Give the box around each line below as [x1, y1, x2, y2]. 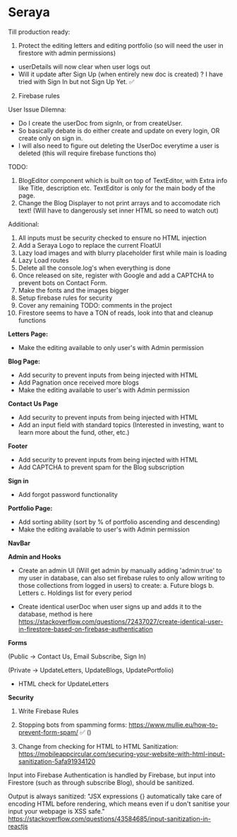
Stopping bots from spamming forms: [18, 721, 128, 729]
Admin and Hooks [8, 552, 62, 561]
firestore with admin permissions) [18, 49, 116, 57]
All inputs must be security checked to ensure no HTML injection [18, 234, 207, 242]
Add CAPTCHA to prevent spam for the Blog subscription [18, 463, 185, 471]
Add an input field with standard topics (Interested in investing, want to [18, 421, 224, 429]
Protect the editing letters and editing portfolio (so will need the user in [18, 41, 224, 49]
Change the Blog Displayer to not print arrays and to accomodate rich [18, 198, 221, 207]
